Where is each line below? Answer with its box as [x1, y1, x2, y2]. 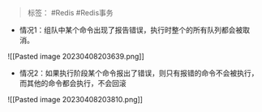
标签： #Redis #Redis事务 [27, 8, 114, 17]
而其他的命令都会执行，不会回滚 [19, 79, 127, 88]
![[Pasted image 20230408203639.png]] [7, 52, 145, 61]
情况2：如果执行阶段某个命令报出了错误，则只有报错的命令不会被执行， [19, 68, 259, 78]
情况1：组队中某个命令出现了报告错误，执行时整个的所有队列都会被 [19, 25, 243, 35]
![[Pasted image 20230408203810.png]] [7, 95, 144, 104]
